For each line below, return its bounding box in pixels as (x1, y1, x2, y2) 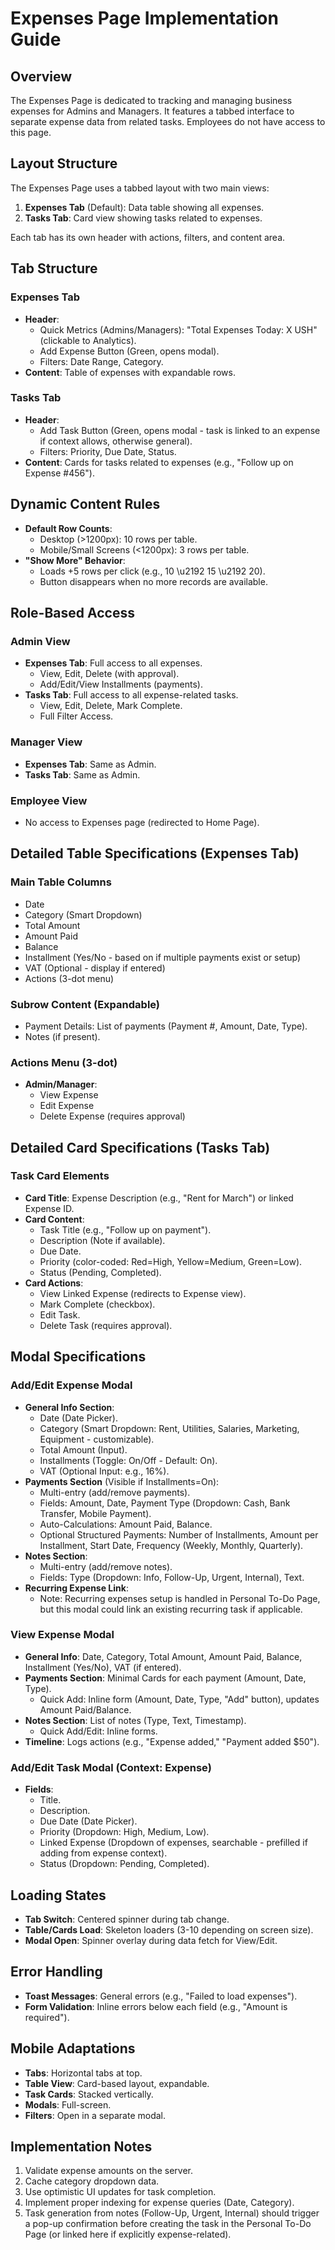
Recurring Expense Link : (24, 1582, 129, 1594)
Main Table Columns (10, 875, 112, 889)
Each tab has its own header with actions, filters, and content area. (10, 231, 286, 243)
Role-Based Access (10, 605, 135, 621)
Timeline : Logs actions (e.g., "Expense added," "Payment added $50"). (24, 1735, 320, 1747)
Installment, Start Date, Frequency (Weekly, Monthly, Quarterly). (39, 1539, 304, 1551)
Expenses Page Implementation (10, 7, 279, 30)
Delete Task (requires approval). (39, 1319, 173, 1331)
